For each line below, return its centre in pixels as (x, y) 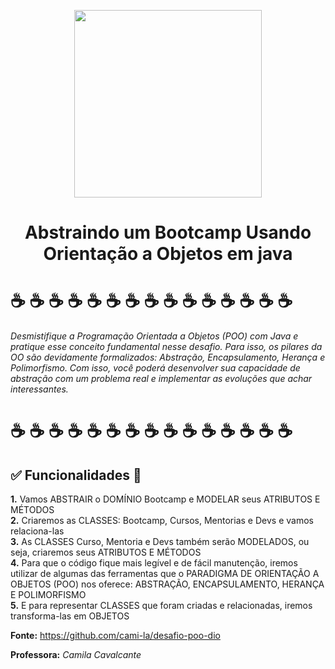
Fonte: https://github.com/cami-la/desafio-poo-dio (115, 636)
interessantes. (39, 389)
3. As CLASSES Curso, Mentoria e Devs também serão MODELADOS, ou (160, 542)
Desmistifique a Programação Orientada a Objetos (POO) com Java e (154, 336)
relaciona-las (37, 531)
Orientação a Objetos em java (168, 254)
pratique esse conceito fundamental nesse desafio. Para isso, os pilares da (166, 347)
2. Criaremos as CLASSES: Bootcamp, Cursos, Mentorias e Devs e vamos (162, 521)
